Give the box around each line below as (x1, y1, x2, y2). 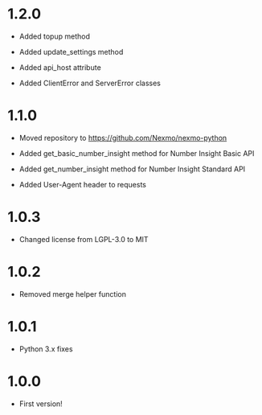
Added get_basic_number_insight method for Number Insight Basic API (18, 148, 255, 158)
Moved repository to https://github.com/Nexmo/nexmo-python (18, 133, 227, 142)
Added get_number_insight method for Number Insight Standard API (18, 164, 246, 174)
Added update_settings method (18, 47, 124, 56)
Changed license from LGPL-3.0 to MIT (18, 234, 149, 244)
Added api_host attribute (18, 62, 101, 72)
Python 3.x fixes (18, 343, 73, 354)
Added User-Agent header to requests (18, 179, 146, 189)
